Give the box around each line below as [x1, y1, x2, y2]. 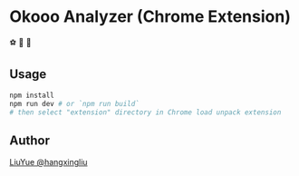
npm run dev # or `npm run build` [9, 99, 140, 108]
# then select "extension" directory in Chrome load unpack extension [9, 107, 282, 117]
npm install [9, 91, 54, 100]
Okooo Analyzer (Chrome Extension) [9, 6, 292, 27]
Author [9, 132, 50, 148]
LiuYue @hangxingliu [9, 157, 88, 168]
